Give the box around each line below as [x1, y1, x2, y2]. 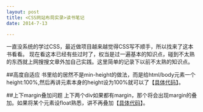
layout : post [6, 9, 40, 15]
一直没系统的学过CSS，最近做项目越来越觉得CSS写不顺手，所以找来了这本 [6, 43, 194, 51]
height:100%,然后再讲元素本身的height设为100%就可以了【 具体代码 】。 [6, 79, 184, 86]
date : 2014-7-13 [6, 20, 48, 26]
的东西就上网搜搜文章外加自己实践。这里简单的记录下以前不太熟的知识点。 [6, 58, 193, 66]
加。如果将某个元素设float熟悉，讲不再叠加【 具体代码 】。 [6, 99, 149, 107]
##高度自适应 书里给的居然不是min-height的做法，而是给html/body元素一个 [6, 71, 196, 79]
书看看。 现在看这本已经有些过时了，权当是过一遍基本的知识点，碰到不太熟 [6, 51, 195, 58]
